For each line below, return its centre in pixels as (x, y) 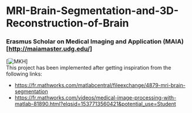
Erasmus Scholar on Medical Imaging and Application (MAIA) (95, 42)
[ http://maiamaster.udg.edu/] (49, 49)
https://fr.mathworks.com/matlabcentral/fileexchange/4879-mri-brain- (100, 85)
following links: (24, 74)
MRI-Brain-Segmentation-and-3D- (92, 11)
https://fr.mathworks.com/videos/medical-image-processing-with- (95, 98)
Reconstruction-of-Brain (68, 23)
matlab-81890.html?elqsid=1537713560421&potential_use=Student (95, 104)
